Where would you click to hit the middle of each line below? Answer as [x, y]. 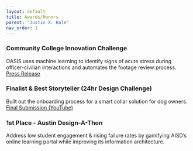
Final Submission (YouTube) [39, 107]
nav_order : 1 [22, 28]
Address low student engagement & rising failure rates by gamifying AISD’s [96, 136]
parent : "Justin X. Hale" [37, 22]
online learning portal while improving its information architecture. [85, 142]
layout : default [26, 11]
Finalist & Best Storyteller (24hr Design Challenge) [79, 88]
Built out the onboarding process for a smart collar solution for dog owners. [97, 101]
